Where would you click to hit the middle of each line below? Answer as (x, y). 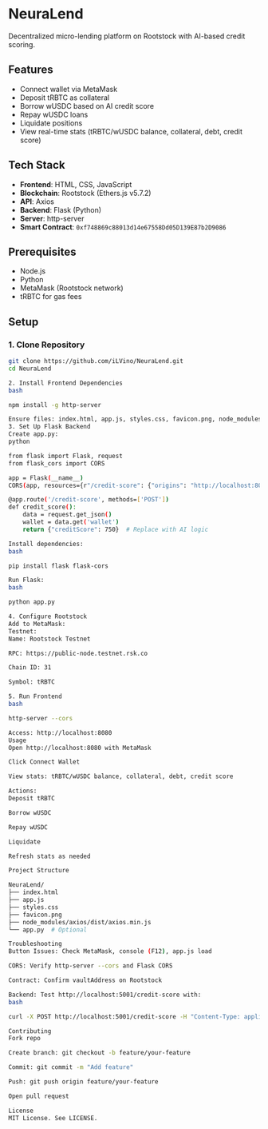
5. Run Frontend (35, 696)
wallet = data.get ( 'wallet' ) (71, 522)
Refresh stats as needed (49, 856)
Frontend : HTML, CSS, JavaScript (76, 184)
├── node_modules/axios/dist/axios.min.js (80, 922)
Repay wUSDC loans (54, 114)
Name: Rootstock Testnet (49, 639)
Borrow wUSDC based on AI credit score (87, 106)
